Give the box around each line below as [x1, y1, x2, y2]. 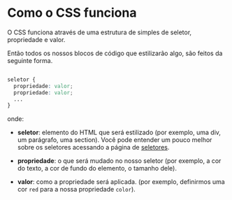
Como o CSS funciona [7, 5, 137, 21]
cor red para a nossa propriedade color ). [17, 185, 136, 194]
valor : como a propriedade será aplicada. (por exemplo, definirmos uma [17, 178, 225, 186]
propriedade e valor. [7, 35, 66, 43]
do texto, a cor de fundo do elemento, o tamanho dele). [17, 164, 177, 173]
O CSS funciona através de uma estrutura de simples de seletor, [7, 28, 192, 36]
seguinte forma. [7, 56, 53, 64]
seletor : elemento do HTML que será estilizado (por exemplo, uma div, [17, 128, 222, 137]
